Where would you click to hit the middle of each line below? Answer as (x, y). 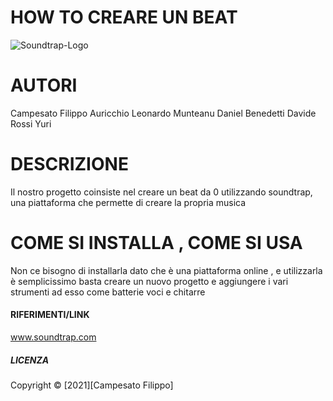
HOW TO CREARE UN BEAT (124, 17)
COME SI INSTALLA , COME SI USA (156, 243)
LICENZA (30, 360)
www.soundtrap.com (53, 337)
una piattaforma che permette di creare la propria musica (128, 202)
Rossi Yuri (31, 123)
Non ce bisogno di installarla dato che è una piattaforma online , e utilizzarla (166, 270)
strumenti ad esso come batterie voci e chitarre (108, 292)
